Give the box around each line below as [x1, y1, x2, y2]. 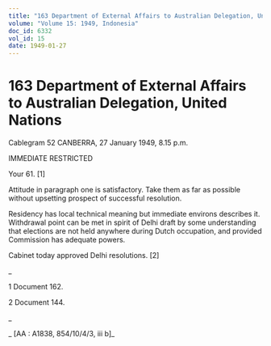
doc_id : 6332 [8, 27, 52, 35]
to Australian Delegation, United [8, 94, 227, 112]
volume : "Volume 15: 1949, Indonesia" [8, 19, 139, 27]
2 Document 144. [8, 297, 65, 307]
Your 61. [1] [8, 169, 46, 179]
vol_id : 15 [8, 34, 45, 43]
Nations [8, 111, 62, 129]
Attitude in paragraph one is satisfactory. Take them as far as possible [8, 185, 240, 195]
